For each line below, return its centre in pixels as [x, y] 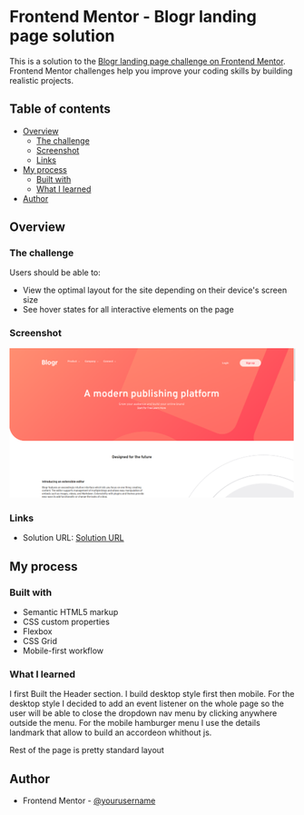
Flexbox [37, 631]
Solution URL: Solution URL [73, 538]
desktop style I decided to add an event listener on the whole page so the [147, 704]
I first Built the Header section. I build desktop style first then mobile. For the [152, 694]
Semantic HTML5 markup [70, 612]
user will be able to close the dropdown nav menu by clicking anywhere [143, 713]
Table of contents [60, 109]
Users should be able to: [55, 273]
